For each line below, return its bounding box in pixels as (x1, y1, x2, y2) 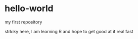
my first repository (4, 19, 43, 25)
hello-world (4, 3, 54, 14)
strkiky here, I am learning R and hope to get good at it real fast (4, 28, 134, 34)
